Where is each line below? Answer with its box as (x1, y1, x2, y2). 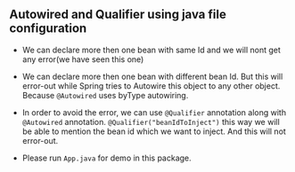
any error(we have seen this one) (21, 53, 144, 65)
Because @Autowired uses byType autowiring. (21, 90, 189, 100)
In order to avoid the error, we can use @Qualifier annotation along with (21, 106, 287, 118)
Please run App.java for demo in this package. (21, 152, 192, 163)
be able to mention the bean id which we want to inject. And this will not (21, 126, 287, 137)
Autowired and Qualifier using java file (9, 7, 227, 22)
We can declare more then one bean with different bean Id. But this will (21, 71, 283, 82)
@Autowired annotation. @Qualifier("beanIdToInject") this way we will (21, 116, 281, 127)
